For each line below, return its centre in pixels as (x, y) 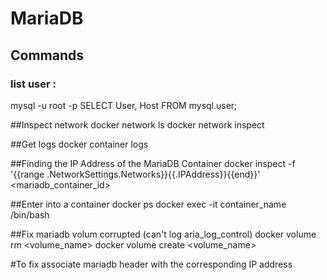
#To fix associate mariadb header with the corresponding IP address (151, 264)
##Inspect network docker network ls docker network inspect (137, 124)
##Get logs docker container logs (79, 144)
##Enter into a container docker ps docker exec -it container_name (148, 204)
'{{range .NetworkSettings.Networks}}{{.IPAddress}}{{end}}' (135, 174)
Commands (47, 55)
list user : (33, 84)
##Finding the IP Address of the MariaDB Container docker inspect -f (153, 163)
